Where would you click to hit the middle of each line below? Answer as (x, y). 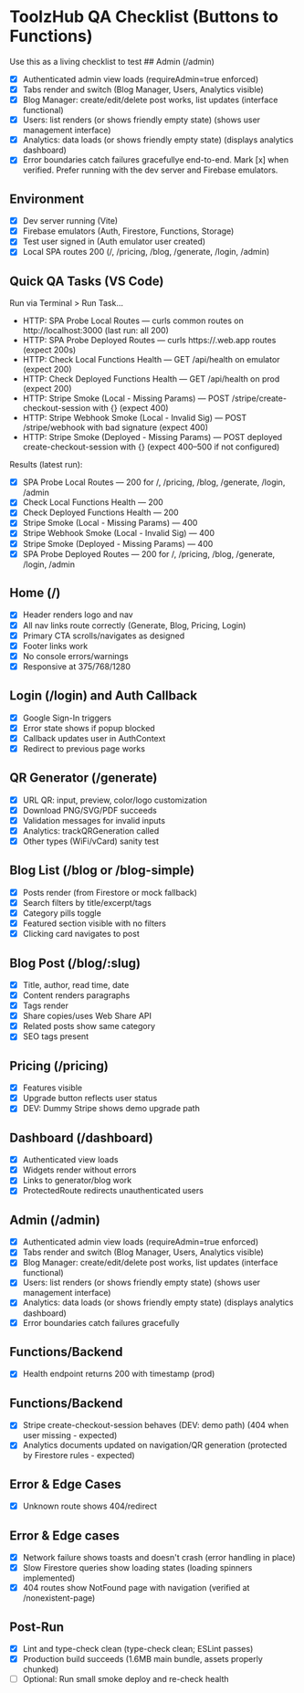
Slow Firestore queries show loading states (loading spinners (137, 1568)
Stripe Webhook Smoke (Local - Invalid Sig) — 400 (118, 533)
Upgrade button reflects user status (90, 1099)
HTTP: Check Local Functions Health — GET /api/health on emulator (151, 360)
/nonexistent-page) (59, 1598)
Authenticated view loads (70, 1160)
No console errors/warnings (76, 656)
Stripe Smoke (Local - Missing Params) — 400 (110, 523)
